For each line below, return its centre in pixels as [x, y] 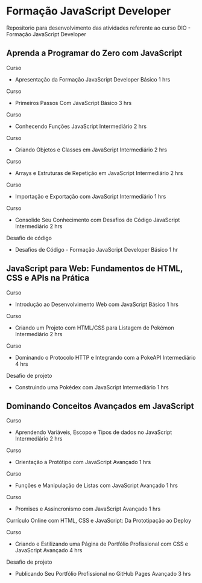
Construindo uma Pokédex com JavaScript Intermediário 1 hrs [92, 387]
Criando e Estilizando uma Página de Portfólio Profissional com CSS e [102, 544]
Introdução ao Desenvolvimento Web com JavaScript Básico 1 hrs [97, 304]
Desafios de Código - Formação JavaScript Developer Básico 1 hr [96, 249]
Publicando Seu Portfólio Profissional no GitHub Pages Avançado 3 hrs [103, 574]
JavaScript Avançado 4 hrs [49, 550]
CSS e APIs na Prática [48, 278]
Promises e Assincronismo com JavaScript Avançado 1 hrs [88, 509]
